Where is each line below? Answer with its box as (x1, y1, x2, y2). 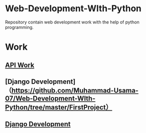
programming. (5, 24, 34, 30)
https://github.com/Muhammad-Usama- (11, 86, 139, 94)
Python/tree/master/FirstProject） (5, 103, 113, 111)
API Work (5, 61, 34, 69)
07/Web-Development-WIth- (5, 94, 96, 103)
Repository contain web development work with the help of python (5, 19, 140, 25)
